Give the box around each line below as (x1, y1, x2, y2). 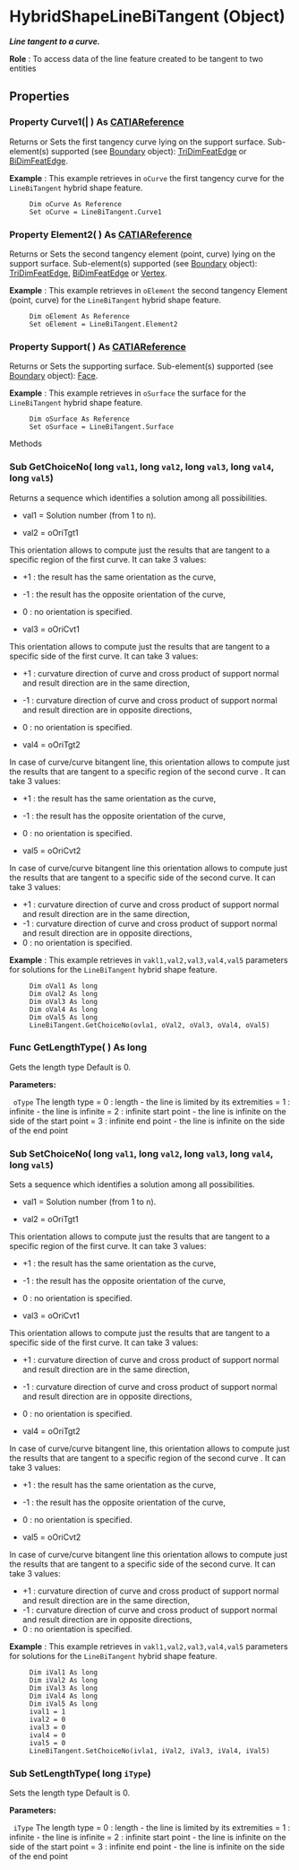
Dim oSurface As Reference (29, 415, 130, 424)
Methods (9, 438, 43, 450)
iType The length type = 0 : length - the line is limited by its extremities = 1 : (13, 1822, 291, 1833)
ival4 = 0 (29, 1731, 66, 1740)
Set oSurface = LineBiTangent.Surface (29, 423, 175, 432)
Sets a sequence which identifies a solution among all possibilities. (9, 1179, 255, 1190)
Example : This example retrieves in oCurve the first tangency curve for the (9, 172, 285, 183)
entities (9, 63, 37, 74)
